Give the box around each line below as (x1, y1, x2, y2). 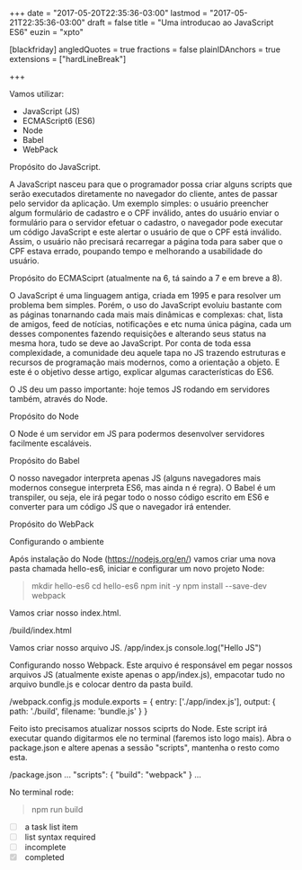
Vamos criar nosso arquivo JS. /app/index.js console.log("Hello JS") (9, 643, 262, 652)
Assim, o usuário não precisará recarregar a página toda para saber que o (9, 236, 283, 246)
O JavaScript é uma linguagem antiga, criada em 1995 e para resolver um (9, 290, 281, 300)
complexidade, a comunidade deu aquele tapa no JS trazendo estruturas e (9, 348, 286, 358)
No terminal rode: (9, 786, 75, 797)
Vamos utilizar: (9, 89, 65, 99)
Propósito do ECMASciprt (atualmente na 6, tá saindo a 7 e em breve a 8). (9, 273, 283, 283)
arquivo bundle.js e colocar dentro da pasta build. (9, 679, 193, 689)
